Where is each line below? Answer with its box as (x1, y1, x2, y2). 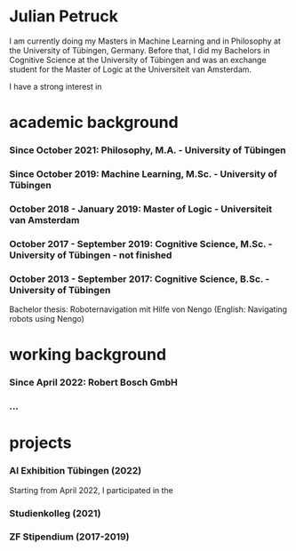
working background (9, 345, 167, 365)
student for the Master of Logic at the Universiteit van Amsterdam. (9, 64, 252, 75)
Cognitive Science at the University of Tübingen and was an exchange (9, 54, 267, 65)
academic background (9, 113, 180, 132)
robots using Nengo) (9, 314, 84, 324)
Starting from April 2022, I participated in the (9, 484, 173, 495)
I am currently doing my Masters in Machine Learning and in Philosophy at (9, 36, 282, 46)
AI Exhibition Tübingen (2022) (9, 465, 142, 477)
